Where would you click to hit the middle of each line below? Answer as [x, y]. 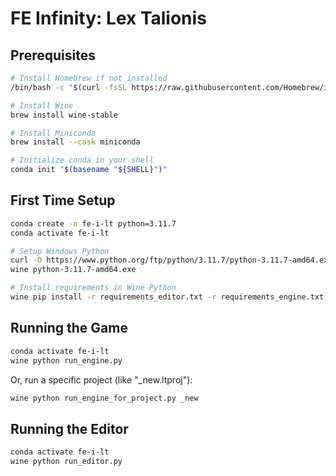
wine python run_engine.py [66, 360]
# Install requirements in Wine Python [93, 288]
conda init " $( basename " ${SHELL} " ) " [89, 170]
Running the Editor [69, 428]
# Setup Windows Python [60, 251]
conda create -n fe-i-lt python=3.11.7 [93, 223]
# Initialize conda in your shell [82, 160]
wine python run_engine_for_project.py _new [104, 398]
